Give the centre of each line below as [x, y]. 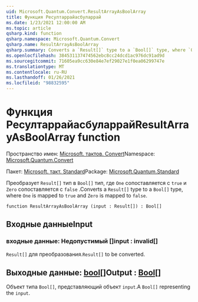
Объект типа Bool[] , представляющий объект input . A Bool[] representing [98, 287]
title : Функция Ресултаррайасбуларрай [54, 17]
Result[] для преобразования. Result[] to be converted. [76, 254]
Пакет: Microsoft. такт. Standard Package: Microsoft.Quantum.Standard [93, 171]
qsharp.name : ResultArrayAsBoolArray [52, 45]
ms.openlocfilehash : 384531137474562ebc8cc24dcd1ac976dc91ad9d [85, 56]
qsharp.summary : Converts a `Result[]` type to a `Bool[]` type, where [96, 50]
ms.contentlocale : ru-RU [37, 72]
